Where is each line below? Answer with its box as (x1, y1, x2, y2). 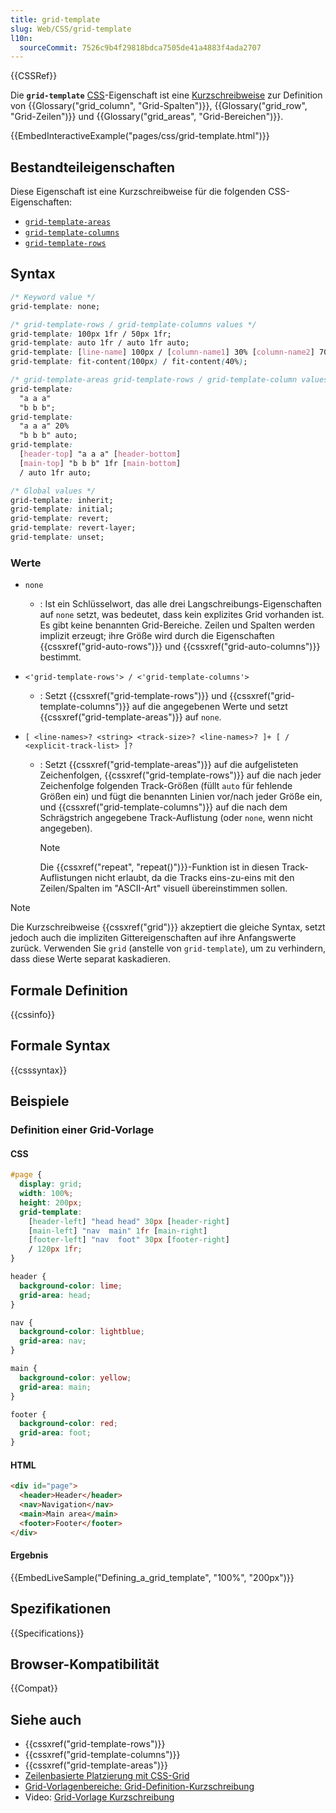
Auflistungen (39, 872, 93, 884)
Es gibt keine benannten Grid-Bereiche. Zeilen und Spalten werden (39, 619, 316, 631)
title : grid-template (10, 14, 101, 25)
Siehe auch (10, 1711, 82, 1728)
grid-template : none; (10, 301, 101, 311)
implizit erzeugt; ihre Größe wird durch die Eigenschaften (39, 630, 275, 642)
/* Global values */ (10, 486, 97, 496)
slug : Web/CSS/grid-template (10, 24, 132, 34)
